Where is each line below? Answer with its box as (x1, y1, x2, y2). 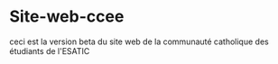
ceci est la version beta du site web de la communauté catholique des (9, 36, 269, 47)
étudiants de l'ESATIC (9, 45, 90, 56)
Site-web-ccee (9, 6, 125, 27)
